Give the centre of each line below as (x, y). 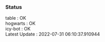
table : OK (16, 18)
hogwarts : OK (20, 23)
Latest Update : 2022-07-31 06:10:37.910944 (52, 34)
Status (14, 7)
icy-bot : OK (18, 29)
